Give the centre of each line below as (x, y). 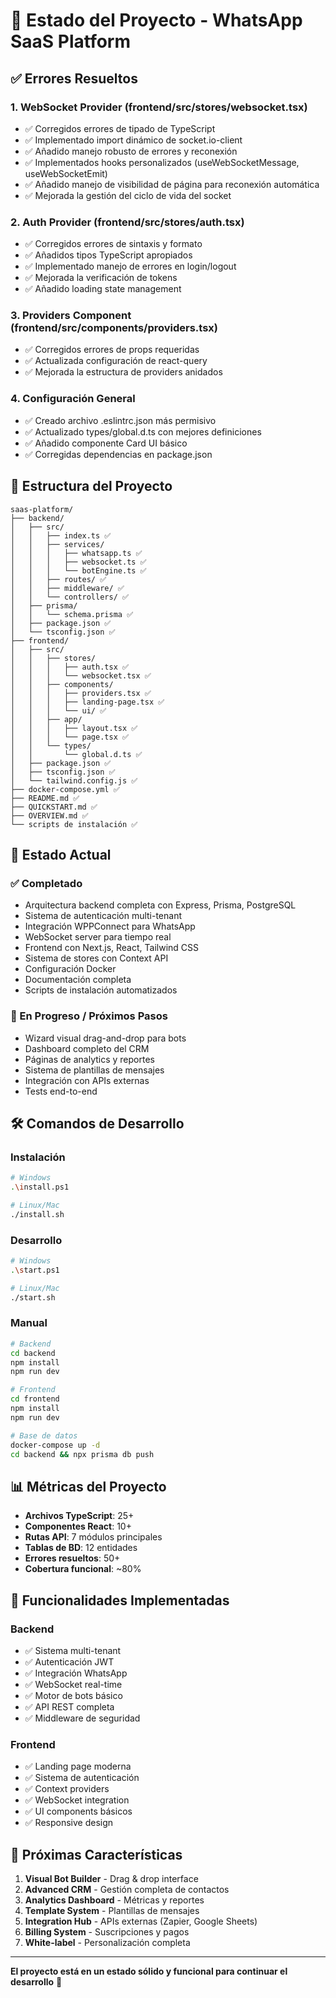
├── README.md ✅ (45, 798)
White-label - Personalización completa (107, 1943)
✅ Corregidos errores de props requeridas (112, 350)
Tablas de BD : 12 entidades (81, 1548)
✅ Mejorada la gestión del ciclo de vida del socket (128, 195)
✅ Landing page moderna (78, 1766)
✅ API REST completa (69, 1706)
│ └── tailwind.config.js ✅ (74, 780)
